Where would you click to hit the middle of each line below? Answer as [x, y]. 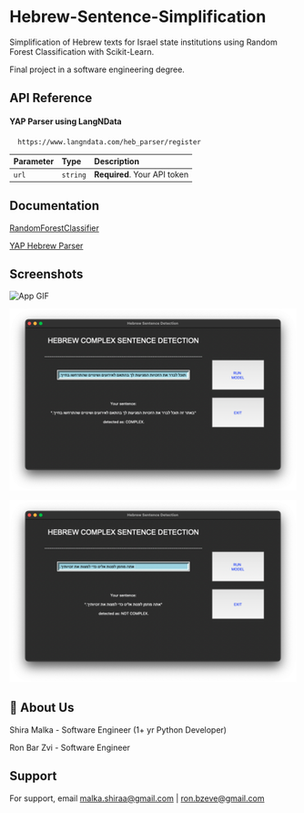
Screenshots [46, 274]
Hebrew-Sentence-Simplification [138, 17]
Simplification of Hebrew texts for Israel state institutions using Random [143, 42]
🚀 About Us [42, 708]
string [74, 175]
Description [117, 162]
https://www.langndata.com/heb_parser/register [110, 142]
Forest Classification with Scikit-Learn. [82, 51]
